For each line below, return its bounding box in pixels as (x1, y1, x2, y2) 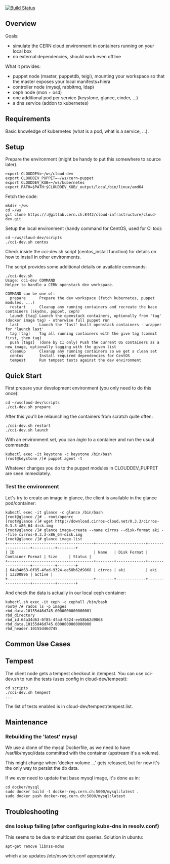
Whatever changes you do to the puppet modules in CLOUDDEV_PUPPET (5, 465, 158, 471)
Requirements (5, 114, 51, 124)
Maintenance (5, 718, 48, 727)
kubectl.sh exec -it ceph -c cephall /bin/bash (5, 599, 108, 605)
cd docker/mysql (5, 785, 39, 790)
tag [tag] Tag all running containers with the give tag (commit (10, 331, 157, 336)
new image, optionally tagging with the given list (5, 344, 116, 349)
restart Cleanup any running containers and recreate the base (10, 304, 157, 310)
